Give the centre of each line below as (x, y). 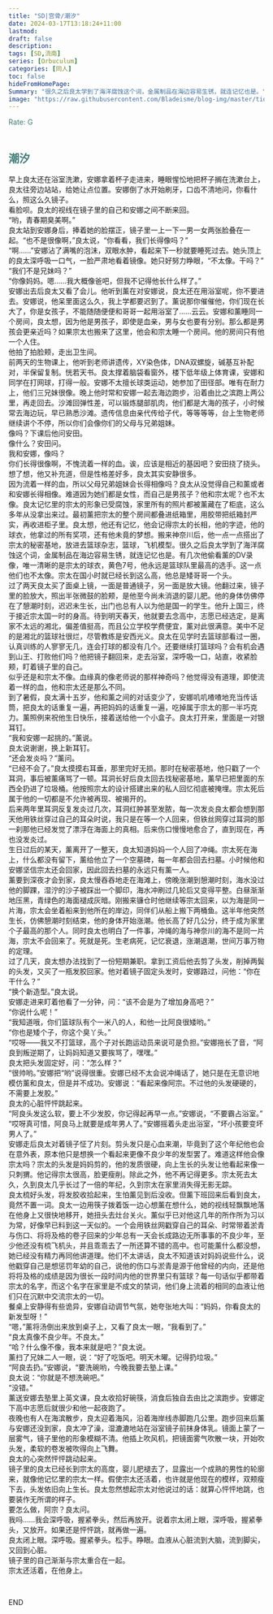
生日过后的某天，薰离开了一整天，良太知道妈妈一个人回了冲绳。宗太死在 (129, 850)
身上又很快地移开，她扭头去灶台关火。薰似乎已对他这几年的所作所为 (136, 1215)
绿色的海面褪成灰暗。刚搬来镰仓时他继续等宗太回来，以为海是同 (150, 900)
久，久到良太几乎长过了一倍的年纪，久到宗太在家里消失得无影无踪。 (122, 1185)
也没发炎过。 (30, 839)
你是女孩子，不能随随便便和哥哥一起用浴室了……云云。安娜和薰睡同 (143, 312)
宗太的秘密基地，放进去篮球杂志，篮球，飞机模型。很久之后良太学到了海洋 (133, 545)
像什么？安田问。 (37, 444)
